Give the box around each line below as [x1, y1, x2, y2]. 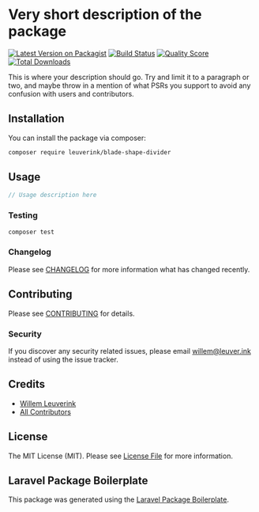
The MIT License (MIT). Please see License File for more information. [8, 451, 233, 461]
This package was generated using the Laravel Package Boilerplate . [8, 495, 230, 504]
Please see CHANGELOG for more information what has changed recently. [8, 264, 250, 274]
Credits [8, 377, 46, 391]
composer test [8, 228, 55, 236]
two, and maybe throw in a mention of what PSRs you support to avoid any [8, 81, 251, 90]
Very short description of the [8, 6, 203, 24]
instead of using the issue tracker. [8, 355, 118, 364]
